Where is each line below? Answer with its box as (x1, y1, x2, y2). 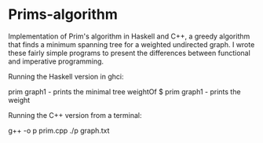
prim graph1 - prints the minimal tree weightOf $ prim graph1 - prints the (8, 86, 241, 96)
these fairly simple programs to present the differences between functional (8, 48, 251, 57)
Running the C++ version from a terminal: (8, 110, 142, 119)
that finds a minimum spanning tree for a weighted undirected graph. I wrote (8, 39, 255, 49)
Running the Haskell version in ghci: (8, 71, 124, 81)
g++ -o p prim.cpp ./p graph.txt (8, 126, 110, 135)
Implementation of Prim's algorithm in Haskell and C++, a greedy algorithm (8, 31, 250, 41)
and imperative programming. (8, 57, 104, 66)
